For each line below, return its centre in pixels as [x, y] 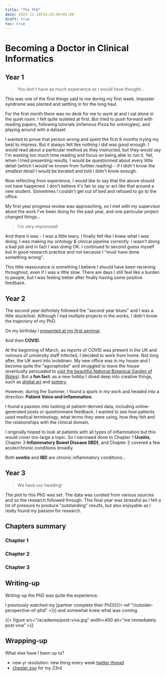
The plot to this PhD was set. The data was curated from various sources [80, 495]
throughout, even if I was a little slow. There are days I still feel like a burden [83, 272]
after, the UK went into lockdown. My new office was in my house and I [78, 361]
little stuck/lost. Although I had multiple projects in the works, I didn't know [81, 316]
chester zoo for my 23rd [37, 668]
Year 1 [15, 77]
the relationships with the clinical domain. [48, 422]
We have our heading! [40, 485]
